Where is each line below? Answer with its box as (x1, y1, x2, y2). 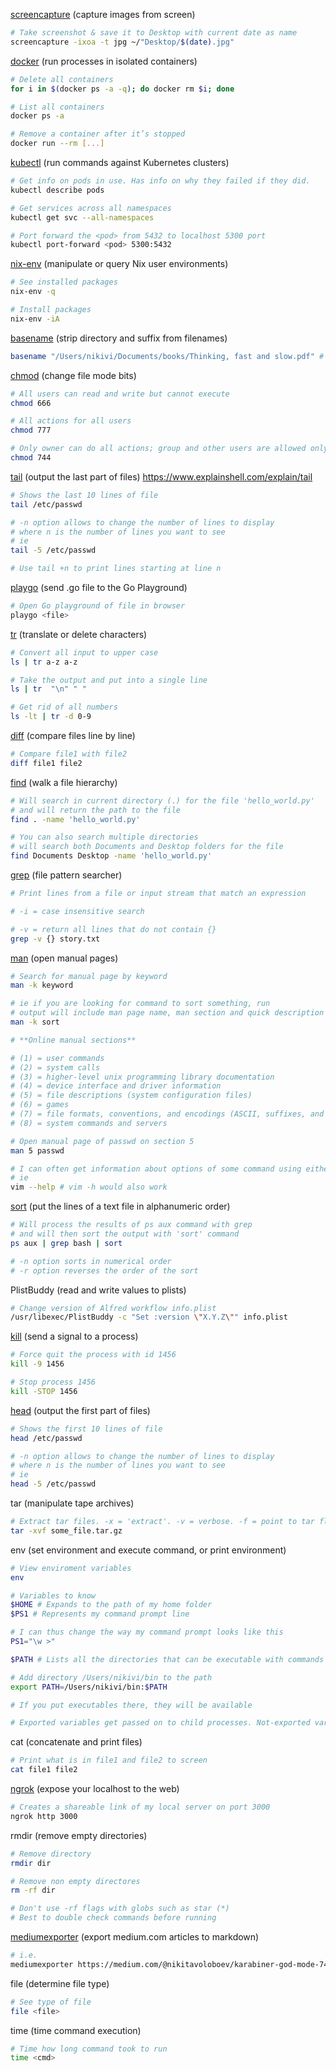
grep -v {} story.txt (10, 934, 101, 944)
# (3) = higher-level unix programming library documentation (10, 1072, 275, 1082)
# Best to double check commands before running (10, 1913, 217, 1923)
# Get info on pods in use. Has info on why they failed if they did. (10, 176, 311, 186)
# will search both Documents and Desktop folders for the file (10, 842, 284, 852)
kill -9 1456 (10, 1359, 65, 1369)
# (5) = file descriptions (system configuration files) (10, 1090, 253, 1101)
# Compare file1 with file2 (10, 749, 128, 759)
